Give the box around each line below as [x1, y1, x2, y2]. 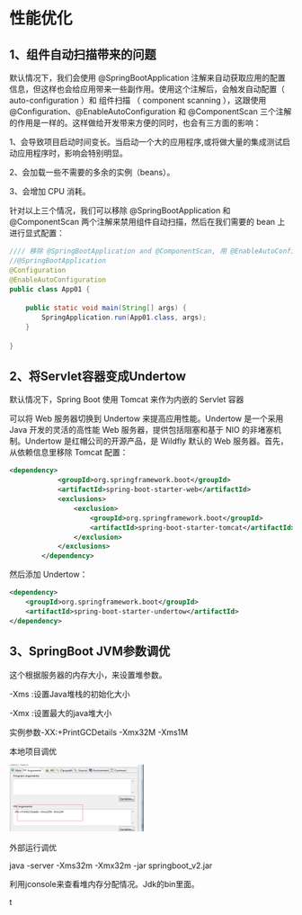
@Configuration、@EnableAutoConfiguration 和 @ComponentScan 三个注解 [9, 106, 292, 117]
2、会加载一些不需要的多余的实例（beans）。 [9, 167, 175, 177]
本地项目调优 [9, 746, 57, 757]
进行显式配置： [9, 228, 65, 238]
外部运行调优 [9, 842, 57, 853]
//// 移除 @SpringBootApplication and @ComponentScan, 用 [9, 247, 227, 256]
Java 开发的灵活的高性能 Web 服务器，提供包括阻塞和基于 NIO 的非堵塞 [9, 425, 274, 435]
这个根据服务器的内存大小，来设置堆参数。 [9, 669, 167, 680]
